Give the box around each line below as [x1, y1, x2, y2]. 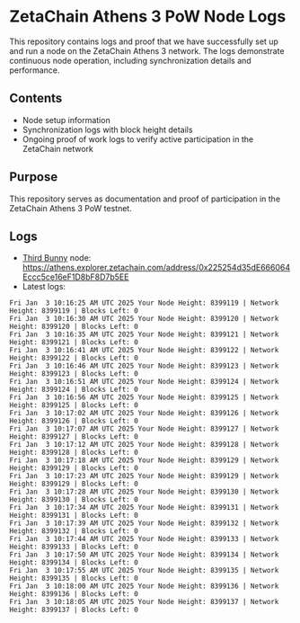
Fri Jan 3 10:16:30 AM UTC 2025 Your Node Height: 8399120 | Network [9, 315, 279, 324]
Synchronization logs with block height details [22, 124, 193, 135]
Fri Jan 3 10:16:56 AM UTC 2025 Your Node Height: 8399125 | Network [9, 393, 279, 402]
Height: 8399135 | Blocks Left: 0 [9, 574, 139, 583]
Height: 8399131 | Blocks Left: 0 [9, 511, 139, 521]
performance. [9, 65, 60, 76]
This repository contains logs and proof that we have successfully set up [9, 36, 278, 47]
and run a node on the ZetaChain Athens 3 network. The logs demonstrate [9, 45, 285, 56]
